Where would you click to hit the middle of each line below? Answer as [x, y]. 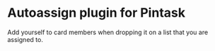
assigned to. [25, 39]
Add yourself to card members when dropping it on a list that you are [108, 32]
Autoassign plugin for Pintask [97, 13]
